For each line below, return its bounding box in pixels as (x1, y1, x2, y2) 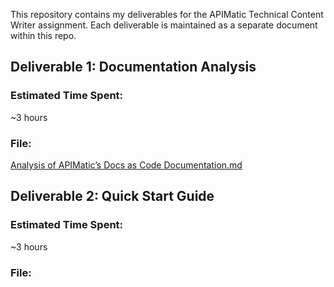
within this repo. (10, 30, 77, 41)
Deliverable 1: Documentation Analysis (10, 59, 257, 76)
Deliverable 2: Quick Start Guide (10, 188, 215, 205)
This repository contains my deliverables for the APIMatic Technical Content (10, 9, 324, 20)
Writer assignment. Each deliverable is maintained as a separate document (10, 19, 318, 31)
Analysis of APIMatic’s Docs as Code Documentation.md (10, 159, 243, 171)
